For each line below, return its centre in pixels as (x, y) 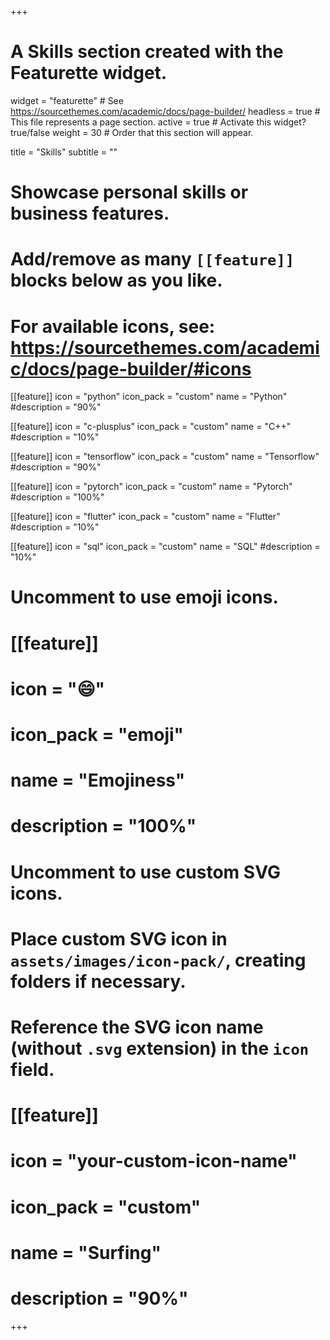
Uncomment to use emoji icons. (144, 597)
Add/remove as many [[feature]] (152, 259)
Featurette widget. (89, 73)
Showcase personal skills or (129, 192)
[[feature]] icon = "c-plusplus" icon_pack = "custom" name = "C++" (151, 427)
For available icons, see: (113, 326)
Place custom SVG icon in (119, 938)
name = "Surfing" (86, 1252)
